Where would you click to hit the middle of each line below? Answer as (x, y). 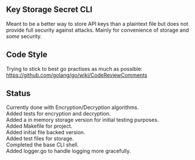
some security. (24, 36)
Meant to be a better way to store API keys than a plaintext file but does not (97, 23)
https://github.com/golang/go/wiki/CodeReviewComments (77, 75)
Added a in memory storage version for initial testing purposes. (83, 120)
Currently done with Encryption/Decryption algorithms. (73, 107)
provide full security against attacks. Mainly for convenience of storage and (97, 30)
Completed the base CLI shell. (43, 145)
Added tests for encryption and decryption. (58, 114)
